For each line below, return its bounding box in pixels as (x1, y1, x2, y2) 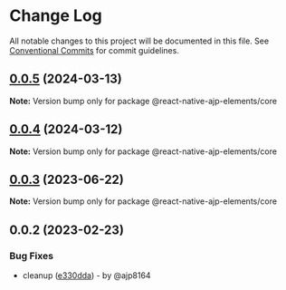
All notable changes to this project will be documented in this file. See (9, 35, 270, 46)
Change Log (9, 5, 102, 26)
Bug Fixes (9, 249, 54, 262)
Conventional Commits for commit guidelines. (9, 44, 179, 55)
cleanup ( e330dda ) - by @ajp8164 (22, 270, 151, 281)
